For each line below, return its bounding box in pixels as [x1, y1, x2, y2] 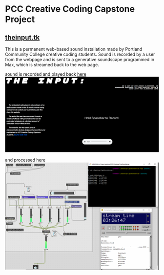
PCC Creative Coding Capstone [5, 3, 135, 15]
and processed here [5, 157, 45, 163]
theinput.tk [5, 33, 40, 42]
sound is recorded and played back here [5, 71, 86, 77]
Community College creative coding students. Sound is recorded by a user [5, 51, 155, 57]
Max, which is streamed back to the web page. [5, 62, 99, 67]
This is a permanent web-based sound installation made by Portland [5, 46, 143, 52]
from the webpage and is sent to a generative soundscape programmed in [5, 57, 155, 62]
